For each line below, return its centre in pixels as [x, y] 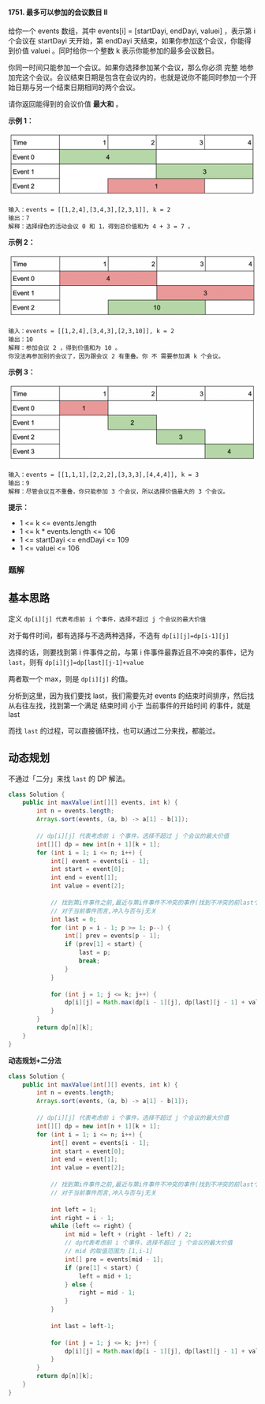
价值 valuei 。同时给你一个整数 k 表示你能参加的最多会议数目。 [117, 51]
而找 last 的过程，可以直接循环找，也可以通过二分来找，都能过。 [114, 730]
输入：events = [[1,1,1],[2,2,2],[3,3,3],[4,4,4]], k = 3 [104, 475]
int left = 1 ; [73, 1209]
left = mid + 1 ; [105, 1276]
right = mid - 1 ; [107, 1293]
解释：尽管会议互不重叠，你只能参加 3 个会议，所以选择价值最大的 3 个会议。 [119, 492]
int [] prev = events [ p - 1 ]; [112, 936]
